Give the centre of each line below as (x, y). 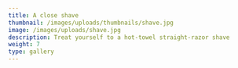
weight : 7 (24, 45)
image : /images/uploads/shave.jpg (65, 30)
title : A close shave (44, 15)
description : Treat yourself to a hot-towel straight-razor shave (119, 37)
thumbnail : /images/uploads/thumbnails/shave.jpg (91, 23)
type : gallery (31, 52)
